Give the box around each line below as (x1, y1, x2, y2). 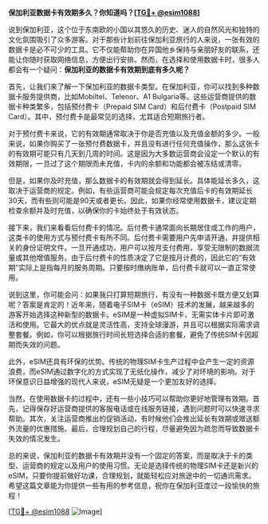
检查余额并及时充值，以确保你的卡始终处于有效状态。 (8, 206, 183, 215)
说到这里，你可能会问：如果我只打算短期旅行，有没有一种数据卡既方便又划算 (8, 290, 260, 299)
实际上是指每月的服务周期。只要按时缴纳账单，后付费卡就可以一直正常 (18, 263, 250, 272)
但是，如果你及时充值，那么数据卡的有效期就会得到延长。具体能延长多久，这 (8, 176, 260, 185)
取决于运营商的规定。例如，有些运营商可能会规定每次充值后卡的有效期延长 (8, 186, 253, 195)
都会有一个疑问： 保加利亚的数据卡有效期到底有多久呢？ (8, 65, 190, 74)
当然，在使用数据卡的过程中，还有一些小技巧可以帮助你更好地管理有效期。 (8, 394, 253, 403)
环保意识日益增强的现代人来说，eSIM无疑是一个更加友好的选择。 (8, 377, 221, 386)
